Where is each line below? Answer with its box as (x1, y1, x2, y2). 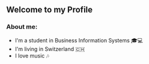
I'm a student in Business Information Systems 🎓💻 (14, 36, 143, 44)
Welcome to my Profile (6, 5, 93, 15)
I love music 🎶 (14, 52, 50, 59)
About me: (6, 23, 38, 31)
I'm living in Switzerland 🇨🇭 (14, 45, 85, 53)
